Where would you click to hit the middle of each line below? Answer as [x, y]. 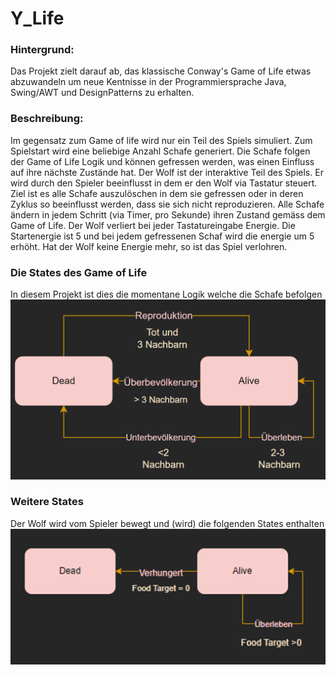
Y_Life [37, 18]
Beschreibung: [47, 119]
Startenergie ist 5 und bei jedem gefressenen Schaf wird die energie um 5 [162, 236]
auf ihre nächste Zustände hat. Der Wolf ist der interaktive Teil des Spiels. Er [167, 172]
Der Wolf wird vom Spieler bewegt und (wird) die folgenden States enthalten [167, 523]
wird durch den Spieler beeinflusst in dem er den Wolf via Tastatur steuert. [164, 183]
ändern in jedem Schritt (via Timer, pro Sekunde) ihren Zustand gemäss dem [168, 214]
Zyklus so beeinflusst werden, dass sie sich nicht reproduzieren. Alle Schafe [167, 204]
